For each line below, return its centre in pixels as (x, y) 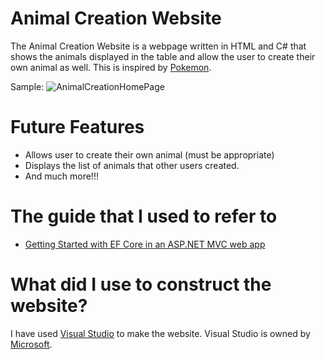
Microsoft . (31, 344)
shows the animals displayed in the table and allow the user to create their (163, 56)
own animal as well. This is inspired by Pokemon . (111, 67)
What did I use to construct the (141, 284)
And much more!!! (61, 176)
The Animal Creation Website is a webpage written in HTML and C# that (158, 46)
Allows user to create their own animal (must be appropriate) (149, 154)
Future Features (77, 127)
